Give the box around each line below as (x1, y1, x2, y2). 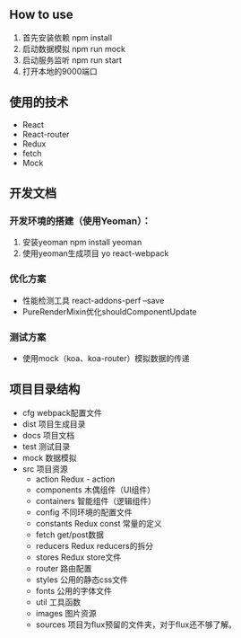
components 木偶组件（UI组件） (35, 484, 155, 495)
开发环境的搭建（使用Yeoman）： (9, 215, 151, 227)
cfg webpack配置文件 (22, 407, 103, 418)
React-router (22, 128, 70, 139)
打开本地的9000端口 (22, 66, 98, 76)
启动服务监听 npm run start (22, 54, 123, 66)
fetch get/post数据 (35, 529, 105, 540)
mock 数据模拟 (22, 452, 78, 463)
